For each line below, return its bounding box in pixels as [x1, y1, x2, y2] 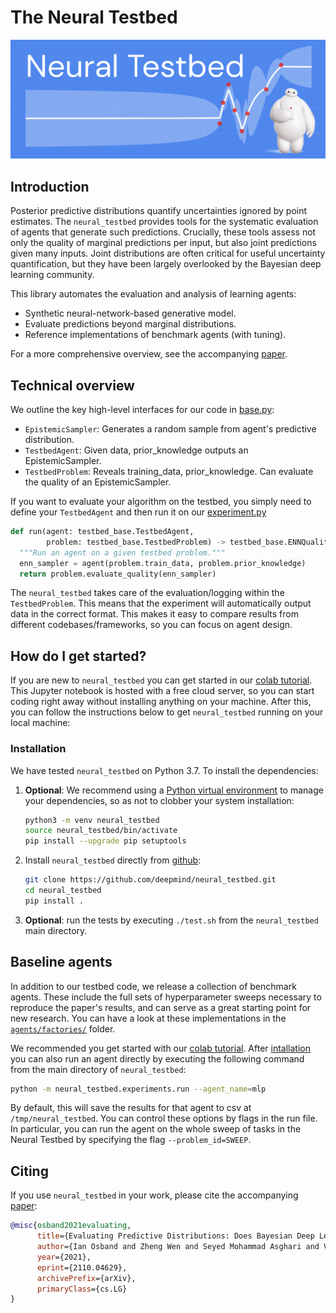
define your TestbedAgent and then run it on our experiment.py [10, 506, 267, 518]
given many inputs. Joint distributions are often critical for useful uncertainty [10, 247, 326, 260]
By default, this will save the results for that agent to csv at [10, 1102, 252, 1114]
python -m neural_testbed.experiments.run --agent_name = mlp [10, 1084, 267, 1094]
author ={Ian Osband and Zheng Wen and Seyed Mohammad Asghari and [36, 1242, 320, 1252]
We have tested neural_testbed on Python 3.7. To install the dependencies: [10, 764, 319, 776]
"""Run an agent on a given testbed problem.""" [19, 547, 226, 558]
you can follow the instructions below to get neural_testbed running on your [10, 706, 324, 718]
